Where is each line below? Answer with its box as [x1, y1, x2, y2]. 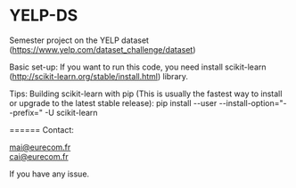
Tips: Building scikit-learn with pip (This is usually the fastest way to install [9, 88, 283, 99]
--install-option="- [218, 97, 287, 108]
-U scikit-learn [44, 107, 98, 118]
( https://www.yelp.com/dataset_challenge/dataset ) [9, 44, 196, 54]
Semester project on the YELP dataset [9, 35, 150, 45]
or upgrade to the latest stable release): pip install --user [9, 97, 218, 108]
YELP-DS [9, 5, 78, 26]
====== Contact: [9, 124, 74, 135]
